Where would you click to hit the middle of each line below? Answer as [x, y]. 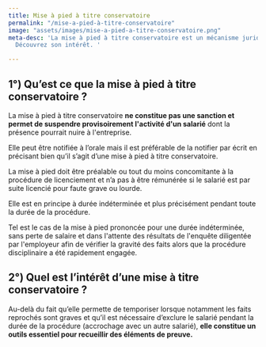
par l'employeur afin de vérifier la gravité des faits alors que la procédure [127, 244]
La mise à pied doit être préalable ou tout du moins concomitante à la [121, 171]
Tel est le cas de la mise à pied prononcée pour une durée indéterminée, [126, 227]
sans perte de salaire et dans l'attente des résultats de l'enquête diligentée [130, 235]
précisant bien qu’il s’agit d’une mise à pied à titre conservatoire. [113, 156]
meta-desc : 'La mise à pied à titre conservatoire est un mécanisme [123, 38]
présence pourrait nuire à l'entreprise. [70, 132]
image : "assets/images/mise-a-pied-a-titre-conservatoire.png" [115, 30]
